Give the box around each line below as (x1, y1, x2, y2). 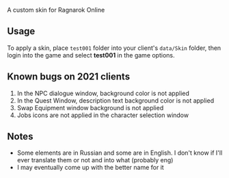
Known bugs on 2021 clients (7, 71, 131, 83)
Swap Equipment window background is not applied (16, 103, 164, 112)
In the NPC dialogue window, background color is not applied (16, 89, 190, 97)
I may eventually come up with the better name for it (16, 164, 164, 172)
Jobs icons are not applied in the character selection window (16, 111, 189, 119)
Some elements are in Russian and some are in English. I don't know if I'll (16, 149, 223, 157)
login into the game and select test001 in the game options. (7, 51, 176, 59)
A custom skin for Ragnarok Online (7, 6, 105, 14)
